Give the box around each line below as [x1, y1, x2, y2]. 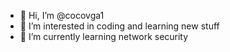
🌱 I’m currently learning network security [19, 31, 189, 42]
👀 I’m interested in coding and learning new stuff [19, 20, 220, 32]
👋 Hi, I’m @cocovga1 [19, 10, 105, 21]
